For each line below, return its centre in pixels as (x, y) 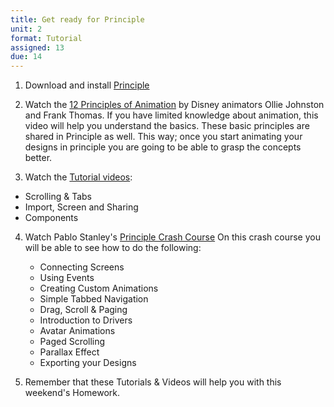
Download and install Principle (87, 85)
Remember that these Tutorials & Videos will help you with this (153, 382)
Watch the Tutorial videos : (78, 177)
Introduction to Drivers (86, 320)
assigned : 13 (37, 47)
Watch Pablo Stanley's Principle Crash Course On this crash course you (172, 237)
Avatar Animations (77, 331)
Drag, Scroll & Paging (83, 310)
